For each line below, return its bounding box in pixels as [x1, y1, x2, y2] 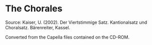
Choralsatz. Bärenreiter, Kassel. [5, 24, 70, 30]
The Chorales [5, 3, 63, 14]
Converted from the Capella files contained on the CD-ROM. [5, 34, 129, 40]
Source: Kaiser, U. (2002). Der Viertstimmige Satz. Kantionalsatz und [5, 19, 147, 25]
